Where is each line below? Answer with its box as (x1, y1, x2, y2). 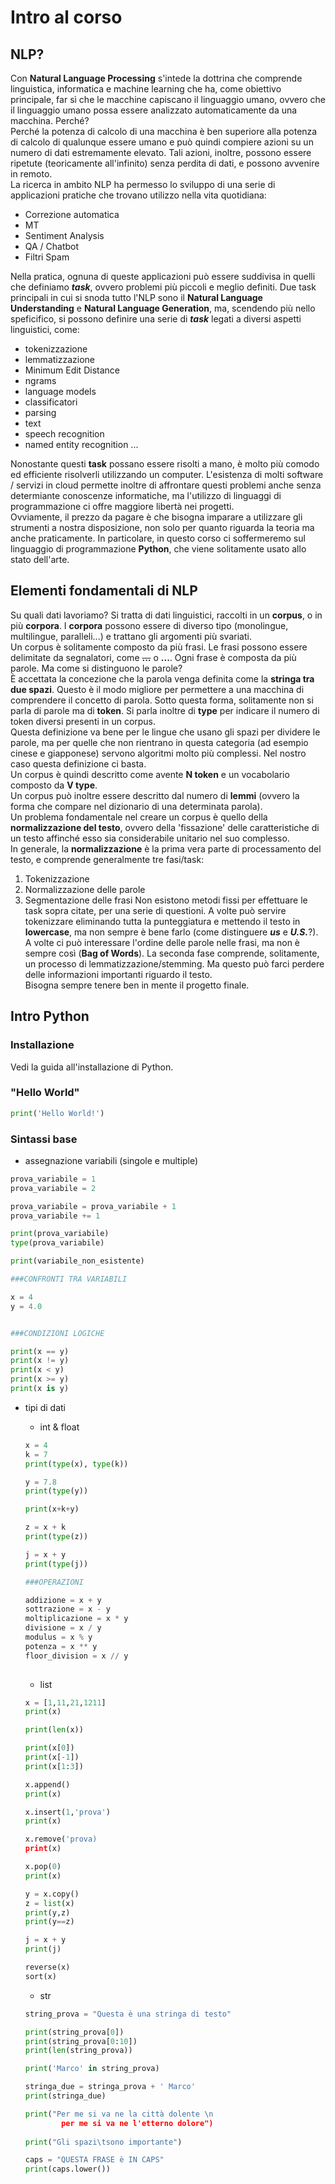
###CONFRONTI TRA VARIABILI (10, 1274, 128, 1285)
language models (24, 386, 97, 397)
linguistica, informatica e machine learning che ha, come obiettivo (10, 83, 282, 95)
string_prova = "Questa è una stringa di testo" (24, 2009, 232, 2019)
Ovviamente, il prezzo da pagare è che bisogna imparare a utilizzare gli (10, 511, 303, 523)
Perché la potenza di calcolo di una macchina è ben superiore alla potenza (10, 126, 318, 137)
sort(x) (24, 1971, 57, 1981)
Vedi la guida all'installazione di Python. (10, 1061, 174, 1073)
